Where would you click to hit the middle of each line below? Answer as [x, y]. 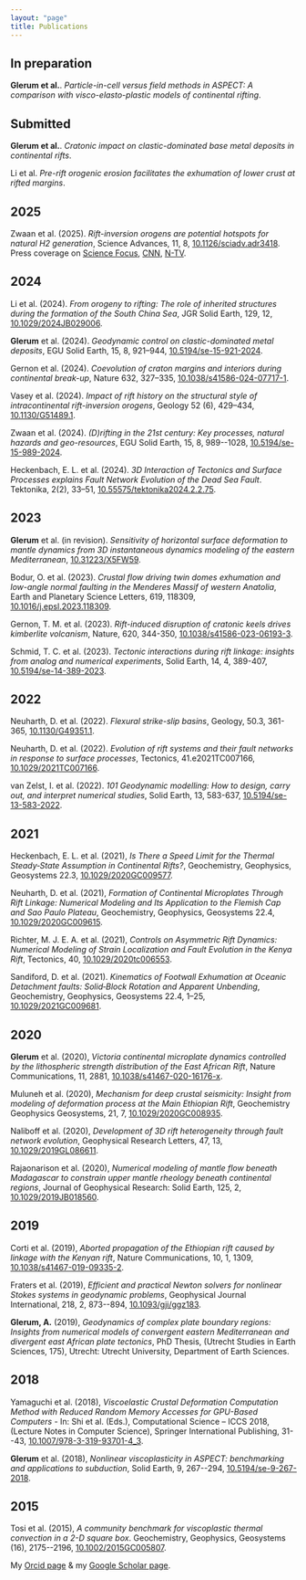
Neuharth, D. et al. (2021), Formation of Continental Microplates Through [147, 893]
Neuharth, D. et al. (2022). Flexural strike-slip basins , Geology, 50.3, [138, 722]
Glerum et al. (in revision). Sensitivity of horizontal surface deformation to [149, 540]
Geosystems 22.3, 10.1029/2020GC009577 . [92, 875]
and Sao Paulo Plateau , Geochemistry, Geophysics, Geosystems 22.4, [143, 912]
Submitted [41, 124]
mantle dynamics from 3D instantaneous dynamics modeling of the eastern [153, 550]
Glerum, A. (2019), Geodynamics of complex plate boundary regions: [141, 1322]
